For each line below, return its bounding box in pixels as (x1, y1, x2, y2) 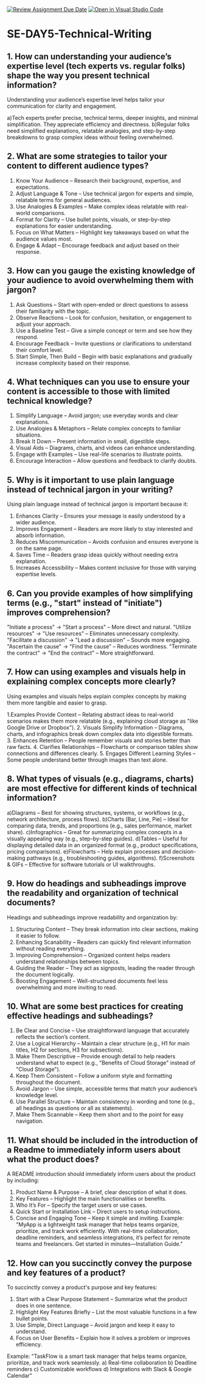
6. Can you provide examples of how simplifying (7, 588, 193, 599)
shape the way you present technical (7, 70, 150, 80)
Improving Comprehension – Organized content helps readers (15, 951, 171, 958)
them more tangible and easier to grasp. (7, 699, 108, 706)
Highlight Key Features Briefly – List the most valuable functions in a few (15, 1308, 197, 1315)
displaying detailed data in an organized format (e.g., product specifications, (7, 841, 198, 849)
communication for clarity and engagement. (7, 102, 117, 110)
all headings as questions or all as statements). (15, 1105, 134, 1112)
